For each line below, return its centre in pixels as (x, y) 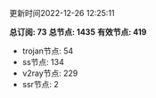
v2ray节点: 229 (50, 73)
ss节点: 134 (43, 62)
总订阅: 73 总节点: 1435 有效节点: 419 (78, 32)
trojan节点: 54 (48, 51)
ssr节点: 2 (41, 84)
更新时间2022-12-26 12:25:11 (62, 13)
